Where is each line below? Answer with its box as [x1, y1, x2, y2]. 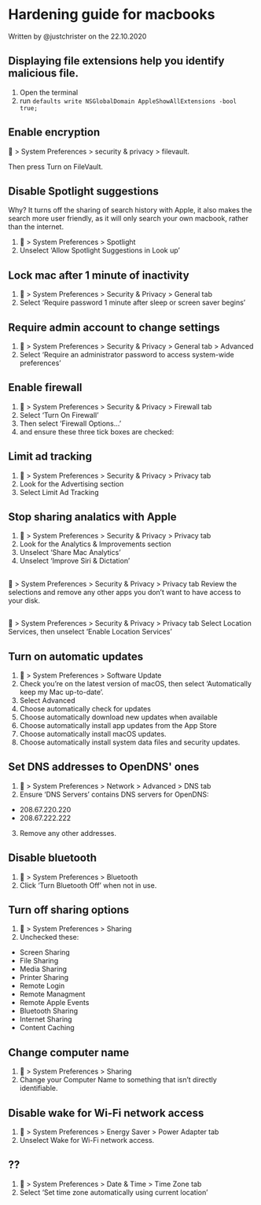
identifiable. [19, 1084, 58, 1093]
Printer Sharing [19, 973, 69, 982]
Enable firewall [8, 381, 83, 394]
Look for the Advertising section [19, 479, 124, 489]
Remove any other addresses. [19, 828, 116, 837]
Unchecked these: [19, 933, 79, 942]
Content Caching [19, 1023, 75, 1033]
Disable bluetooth [8, 852, 97, 865]
